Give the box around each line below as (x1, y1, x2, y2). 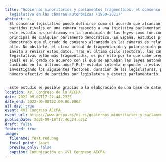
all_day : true (5, 104, 35, 108)
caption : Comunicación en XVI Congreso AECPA (9, 150, 105, 155)
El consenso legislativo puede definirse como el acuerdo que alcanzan (9, 21, 161, 26)
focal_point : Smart (9, 140, 50, 145)
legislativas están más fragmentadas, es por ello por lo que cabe (9, 53, 152, 58)
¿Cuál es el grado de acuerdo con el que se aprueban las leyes (9, 58, 145, 63)
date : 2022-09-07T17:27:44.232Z (5, 94, 72, 99)
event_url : (5, 112, 28, 118)
